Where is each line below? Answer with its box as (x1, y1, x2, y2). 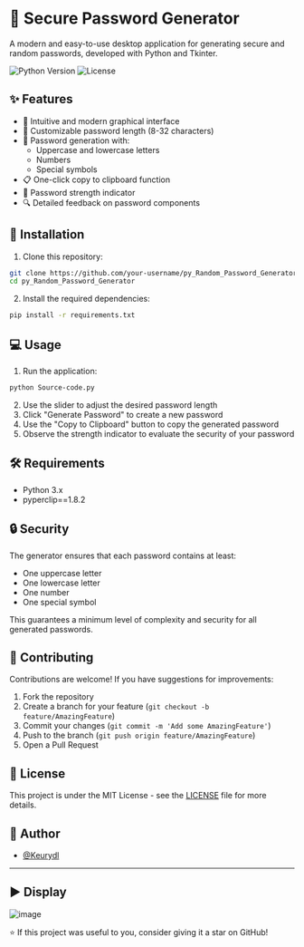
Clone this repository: (22, 251, 103, 262)
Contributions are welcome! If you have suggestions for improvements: (9, 674, 274, 685)
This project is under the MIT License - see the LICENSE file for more (9, 790, 267, 801)
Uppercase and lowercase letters (35, 144, 160, 155)
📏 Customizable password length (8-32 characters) (22, 125, 214, 136)
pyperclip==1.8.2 (22, 494, 86, 505)
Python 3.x (22, 484, 63, 495)
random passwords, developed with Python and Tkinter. (9, 47, 218, 58)
